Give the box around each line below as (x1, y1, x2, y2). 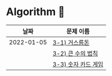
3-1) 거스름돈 (52, 38, 90, 46)
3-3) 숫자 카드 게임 (52, 60, 104, 68)
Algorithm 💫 (6, 5, 65, 19)
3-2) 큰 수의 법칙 (52, 49, 98, 57)
